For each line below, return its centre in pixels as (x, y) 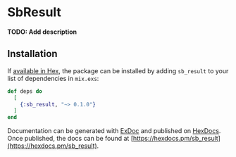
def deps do (25, 91)
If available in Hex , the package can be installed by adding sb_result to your (118, 70)
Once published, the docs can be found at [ (70, 139)
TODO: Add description (42, 32)
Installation (32, 54)
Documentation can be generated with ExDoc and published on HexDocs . (114, 131)
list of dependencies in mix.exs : (53, 78)
